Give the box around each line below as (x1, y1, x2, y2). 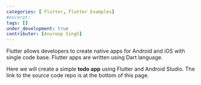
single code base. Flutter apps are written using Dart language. (6, 54, 163, 61)
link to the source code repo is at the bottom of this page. (6, 72, 149, 79)
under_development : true (6, 25, 69, 32)
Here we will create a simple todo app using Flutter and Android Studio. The (6, 65, 195, 72)
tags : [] (6, 20, 28, 26)
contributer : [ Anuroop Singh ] (6, 31, 83, 37)
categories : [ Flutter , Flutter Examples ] (6, 8, 115, 15)
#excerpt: (6, 14, 31, 20)
